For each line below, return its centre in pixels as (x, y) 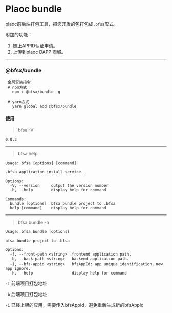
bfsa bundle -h (34, 222)
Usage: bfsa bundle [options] (38, 232)
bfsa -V (26, 130)
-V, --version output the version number (59, 186)
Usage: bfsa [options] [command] (41, 163)
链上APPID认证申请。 (35, 45)
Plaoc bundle (34, 9)
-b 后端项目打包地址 (26, 294)
